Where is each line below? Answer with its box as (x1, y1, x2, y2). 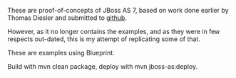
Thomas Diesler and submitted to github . (7, 13, 127, 22)
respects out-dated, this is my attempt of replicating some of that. (7, 35, 201, 43)
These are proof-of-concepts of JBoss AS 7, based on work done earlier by (7, 6, 230, 14)
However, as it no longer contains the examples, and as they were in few (7, 28, 220, 35)
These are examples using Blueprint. (7, 49, 116, 57)
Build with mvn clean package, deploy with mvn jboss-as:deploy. (7, 62, 198, 70)
